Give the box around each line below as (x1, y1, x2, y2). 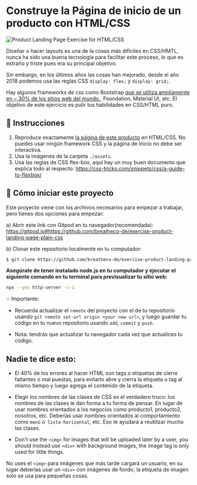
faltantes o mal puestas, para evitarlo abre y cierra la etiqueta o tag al (14, 376, 183, 383)
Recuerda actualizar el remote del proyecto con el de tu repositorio (14, 307, 175, 314)
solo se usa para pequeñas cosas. (6, 472, 89, 479)
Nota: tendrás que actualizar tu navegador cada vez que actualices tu (14, 331, 183, 338)
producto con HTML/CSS (6, 16, 131, 30)
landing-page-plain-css (6, 233, 63, 241)
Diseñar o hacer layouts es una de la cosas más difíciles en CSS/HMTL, (6, 47, 179, 54)
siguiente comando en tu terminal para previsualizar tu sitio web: (6, 273, 168, 280)
